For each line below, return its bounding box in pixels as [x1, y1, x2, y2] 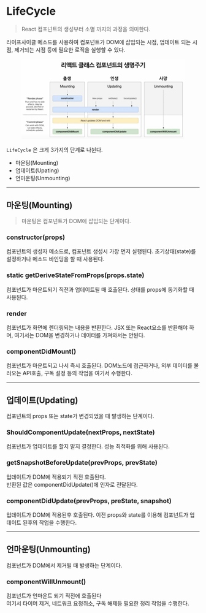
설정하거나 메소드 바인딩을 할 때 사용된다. [6, 256, 105, 263]
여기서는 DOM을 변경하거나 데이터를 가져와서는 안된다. [14, 331, 145, 338]
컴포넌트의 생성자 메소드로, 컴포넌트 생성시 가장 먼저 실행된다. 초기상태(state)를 [6, 248, 196, 255]
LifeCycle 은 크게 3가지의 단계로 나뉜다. [6, 146, 103, 154]
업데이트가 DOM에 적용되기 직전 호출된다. [6, 473, 106, 481]
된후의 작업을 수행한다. [22, 519, 77, 526]
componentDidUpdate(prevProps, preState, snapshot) [6, 497, 172, 505]
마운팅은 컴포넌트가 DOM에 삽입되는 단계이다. [21, 218, 131, 225]
